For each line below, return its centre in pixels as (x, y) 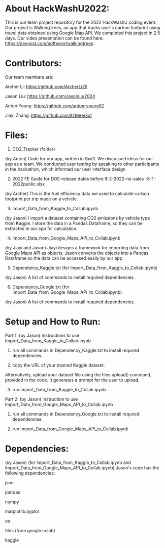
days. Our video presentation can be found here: (54, 38)
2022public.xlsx (29, 184)
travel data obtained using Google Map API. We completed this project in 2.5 (82, 33)
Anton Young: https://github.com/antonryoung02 (55, 106)
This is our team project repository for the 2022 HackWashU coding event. (81, 22)
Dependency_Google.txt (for (41, 287)
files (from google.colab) (30, 530)
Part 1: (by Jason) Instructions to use (42, 335)
